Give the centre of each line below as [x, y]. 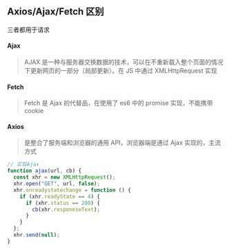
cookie [33, 111]
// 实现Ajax [23, 164]
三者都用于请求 [28, 30]
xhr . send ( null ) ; [37, 235]
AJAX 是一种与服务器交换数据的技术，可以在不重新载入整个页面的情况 [124, 62]
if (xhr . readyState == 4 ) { [60, 197]
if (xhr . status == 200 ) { [63, 203]
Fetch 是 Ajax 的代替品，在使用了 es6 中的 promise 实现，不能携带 [118, 103]
